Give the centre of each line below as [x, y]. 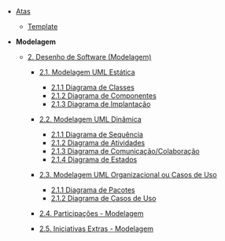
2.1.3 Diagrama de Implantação [101, 104]
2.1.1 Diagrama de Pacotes [93, 190]
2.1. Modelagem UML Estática [87, 72]
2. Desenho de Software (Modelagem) [89, 57]
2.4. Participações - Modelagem [91, 214]
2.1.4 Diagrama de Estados [94, 159]
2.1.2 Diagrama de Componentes [104, 96]
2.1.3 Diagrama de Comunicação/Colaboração [125, 151]
